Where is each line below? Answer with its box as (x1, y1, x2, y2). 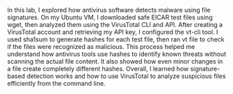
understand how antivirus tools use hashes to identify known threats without (7, 50, 226, 58)
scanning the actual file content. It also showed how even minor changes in (7, 57, 223, 65)
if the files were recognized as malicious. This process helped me (7, 43, 195, 50)
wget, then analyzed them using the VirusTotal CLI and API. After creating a (7, 21, 223, 28)
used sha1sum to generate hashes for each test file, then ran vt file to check (7, 35, 225, 44)
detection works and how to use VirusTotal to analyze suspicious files (26, 72, 226, 80)
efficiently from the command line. (7, 79, 106, 87)
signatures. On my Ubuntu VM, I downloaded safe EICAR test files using (7, 13, 214, 21)
